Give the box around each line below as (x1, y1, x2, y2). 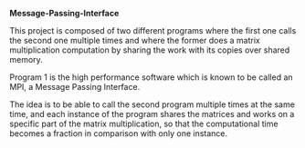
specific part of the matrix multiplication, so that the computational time (9, 118, 279, 129)
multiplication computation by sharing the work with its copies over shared (9, 44, 290, 55)
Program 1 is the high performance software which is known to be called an (9, 72, 294, 83)
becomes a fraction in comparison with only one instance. (9, 128, 228, 139)
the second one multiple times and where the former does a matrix (9, 35, 260, 45)
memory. (9, 54, 43, 64)
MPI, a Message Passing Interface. (9, 82, 141, 92)
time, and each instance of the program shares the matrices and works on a (9, 109, 295, 119)
